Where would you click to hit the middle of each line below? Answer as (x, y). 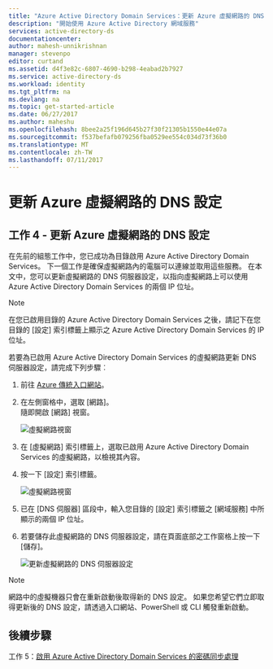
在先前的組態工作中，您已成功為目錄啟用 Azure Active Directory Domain (129, 256)
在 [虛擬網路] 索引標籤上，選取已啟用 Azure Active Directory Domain (134, 447)
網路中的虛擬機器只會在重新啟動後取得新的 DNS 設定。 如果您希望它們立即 (133, 597)
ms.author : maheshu (41, 122)
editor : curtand (36, 62)
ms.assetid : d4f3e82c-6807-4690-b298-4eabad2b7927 (96, 69)
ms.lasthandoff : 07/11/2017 (56, 160)
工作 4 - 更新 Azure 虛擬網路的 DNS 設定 (109, 235)
